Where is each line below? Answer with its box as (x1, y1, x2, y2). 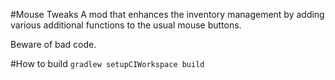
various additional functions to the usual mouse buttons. (10, 19, 242, 31)
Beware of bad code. (10, 39, 97, 50)
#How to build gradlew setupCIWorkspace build (10, 58, 205, 69)
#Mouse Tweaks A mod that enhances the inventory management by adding (10, 9, 325, 20)
